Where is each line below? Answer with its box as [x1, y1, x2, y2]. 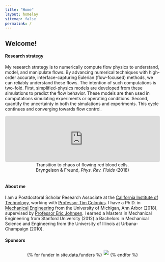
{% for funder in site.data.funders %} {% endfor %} [27, 252, 138, 258]
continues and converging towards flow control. [5, 106, 102, 112]
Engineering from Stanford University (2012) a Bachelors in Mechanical [5, 216, 149, 222]
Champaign [5, 226, 28, 232]
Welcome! [5, 39, 37, 47]
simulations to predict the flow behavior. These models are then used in [5, 90, 150, 96]
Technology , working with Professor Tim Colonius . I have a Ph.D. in [5, 200, 141, 206]
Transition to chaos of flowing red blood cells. [36, 161, 129, 168]
